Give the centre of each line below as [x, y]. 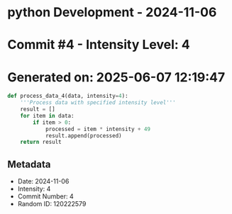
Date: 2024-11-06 [43, 181]
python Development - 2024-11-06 [112, 12]
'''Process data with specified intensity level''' [98, 103]
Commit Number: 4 [45, 196]
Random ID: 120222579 [52, 204]
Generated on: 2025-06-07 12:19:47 [116, 77]
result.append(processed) [83, 135]
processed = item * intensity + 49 [98, 129]
